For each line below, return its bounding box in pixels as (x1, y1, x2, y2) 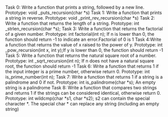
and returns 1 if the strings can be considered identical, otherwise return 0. (5, 90, 161, 96)
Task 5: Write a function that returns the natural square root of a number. (5, 52, 157, 58)
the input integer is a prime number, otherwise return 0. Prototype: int (5, 69, 150, 75)
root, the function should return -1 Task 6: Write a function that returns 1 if (5, 63, 159, 69)
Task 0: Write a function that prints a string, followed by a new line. (5, 5, 145, 10)
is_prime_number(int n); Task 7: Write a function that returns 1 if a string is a (5, 74, 163, 80)
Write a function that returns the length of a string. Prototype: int (5, 20, 140, 26)
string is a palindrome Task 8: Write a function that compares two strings (5, 85, 157, 90)
